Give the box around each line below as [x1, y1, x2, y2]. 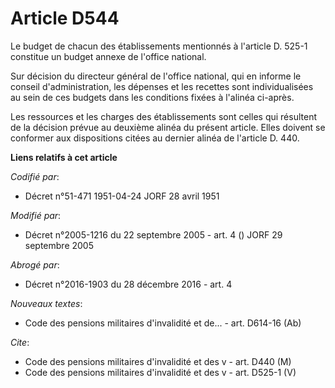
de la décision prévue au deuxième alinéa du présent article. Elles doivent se [10, 121, 326, 133]
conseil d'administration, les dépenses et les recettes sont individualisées [10, 80, 314, 92]
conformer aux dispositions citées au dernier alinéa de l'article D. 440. [10, 132, 300, 144]
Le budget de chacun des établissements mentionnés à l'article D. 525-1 [10, 40, 308, 52]
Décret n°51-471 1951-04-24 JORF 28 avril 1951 [24, 190, 220, 202]
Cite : [10, 336, 30, 348]
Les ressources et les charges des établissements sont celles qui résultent [10, 110, 317, 122]
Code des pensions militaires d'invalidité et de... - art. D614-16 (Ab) [24, 317, 302, 329]
